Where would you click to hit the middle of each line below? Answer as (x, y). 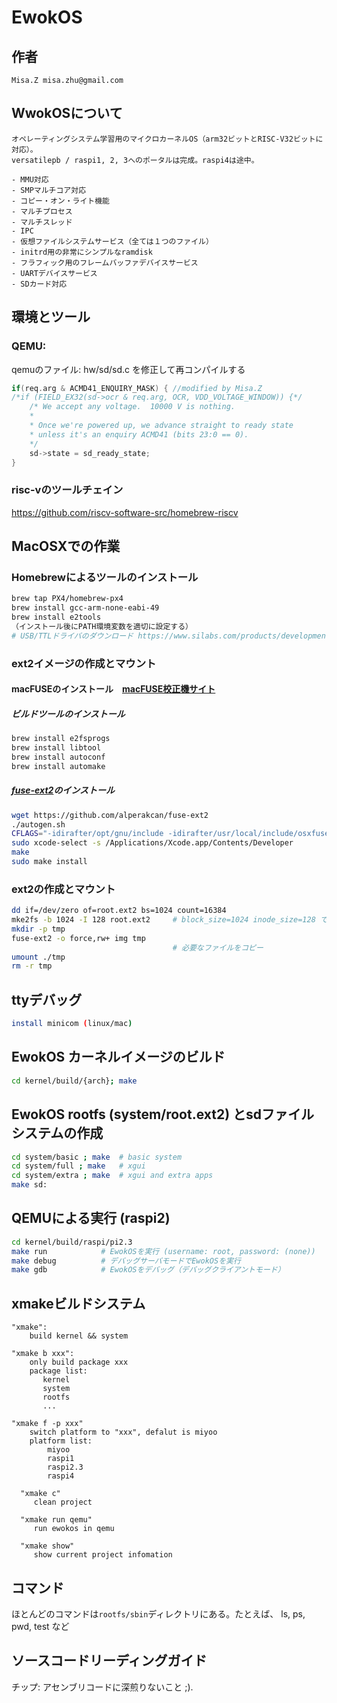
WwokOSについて (67, 113)
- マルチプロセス (42, 211)
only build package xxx (79, 1362)
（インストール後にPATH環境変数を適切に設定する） (102, 626)
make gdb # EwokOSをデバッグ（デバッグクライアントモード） (148, 1270)
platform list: (61, 1441)
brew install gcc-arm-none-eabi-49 (85, 608)
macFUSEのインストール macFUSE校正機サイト (113, 689)
